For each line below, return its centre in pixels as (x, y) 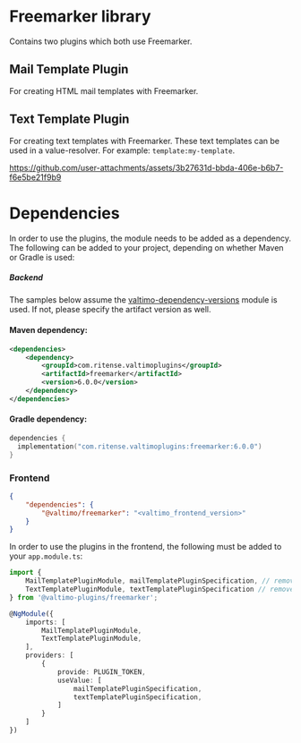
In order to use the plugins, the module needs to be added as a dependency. (150, 238)
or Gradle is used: (42, 257)
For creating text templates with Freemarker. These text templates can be (145, 141)
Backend (26, 278)
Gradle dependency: (48, 419)
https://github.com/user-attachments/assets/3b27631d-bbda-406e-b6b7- (146, 167)
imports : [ (46, 622)
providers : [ (50, 655)
